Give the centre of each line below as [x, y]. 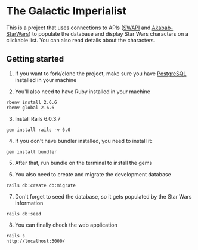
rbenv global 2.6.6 [30, 108]
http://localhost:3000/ [36, 241]
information [29, 203]
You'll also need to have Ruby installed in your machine [83, 92]
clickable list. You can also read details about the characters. [81, 40]
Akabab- [163, 28]
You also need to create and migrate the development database [93, 174]
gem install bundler [32, 152]
